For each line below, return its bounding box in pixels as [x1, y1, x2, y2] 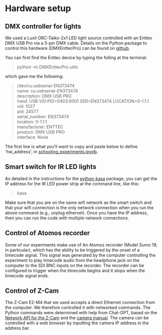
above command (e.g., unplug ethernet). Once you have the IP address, [5, 210, 148, 215]
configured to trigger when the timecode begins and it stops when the [5, 267, 146, 274]
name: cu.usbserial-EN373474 [16, 88, 79, 93]
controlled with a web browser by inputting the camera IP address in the [5, 320, 149, 326]
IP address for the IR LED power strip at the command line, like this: [5, 181, 140, 186]
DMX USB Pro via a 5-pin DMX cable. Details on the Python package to [5, 40, 147, 46]
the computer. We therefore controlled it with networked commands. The [5, 305, 151, 310]
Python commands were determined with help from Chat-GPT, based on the [5, 310, 158, 316]
